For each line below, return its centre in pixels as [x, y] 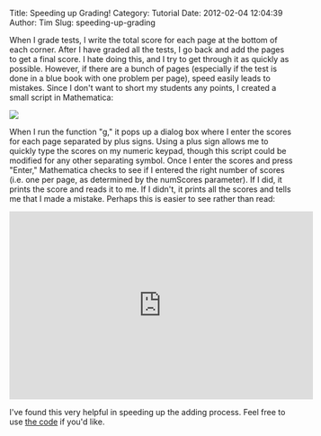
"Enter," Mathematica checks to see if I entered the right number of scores [147, 170]
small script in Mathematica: [62, 97]
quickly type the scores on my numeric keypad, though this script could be [148, 151]
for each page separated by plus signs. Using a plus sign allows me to [139, 141]
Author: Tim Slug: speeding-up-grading [82, 23]
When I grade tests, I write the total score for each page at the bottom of [143, 40]
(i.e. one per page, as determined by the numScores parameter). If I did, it [146, 180]
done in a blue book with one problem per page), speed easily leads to [140, 78]
